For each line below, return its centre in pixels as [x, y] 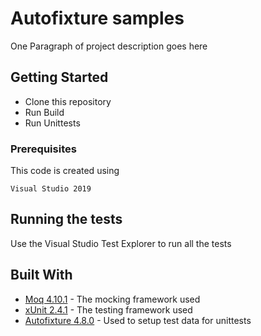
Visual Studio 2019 [51, 189]
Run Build [44, 112]
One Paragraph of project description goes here [109, 46]
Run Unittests [52, 123]
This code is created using [65, 171]
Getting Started [59, 77]
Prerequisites [43, 149]
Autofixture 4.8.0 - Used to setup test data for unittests [138, 320]
